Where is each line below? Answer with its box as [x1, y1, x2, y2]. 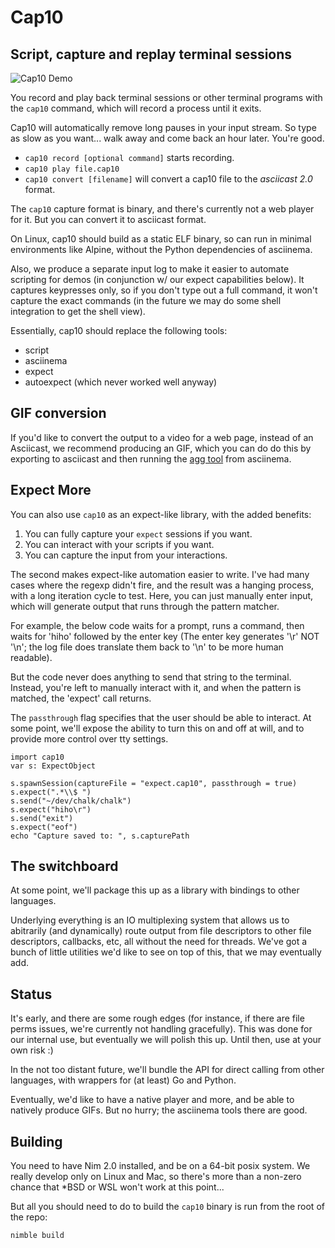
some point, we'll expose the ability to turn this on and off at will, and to [10, 722, 305, 734]
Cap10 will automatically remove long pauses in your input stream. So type [10, 122, 317, 133]
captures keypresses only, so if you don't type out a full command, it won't [10, 284, 318, 296]
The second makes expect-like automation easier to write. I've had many [10, 568, 310, 580]
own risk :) [10, 1044, 54, 1056]
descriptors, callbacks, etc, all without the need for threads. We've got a [10, 936, 308, 948]
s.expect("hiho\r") [10, 804, 92, 815]
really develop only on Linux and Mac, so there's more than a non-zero [10, 1171, 302, 1183]
